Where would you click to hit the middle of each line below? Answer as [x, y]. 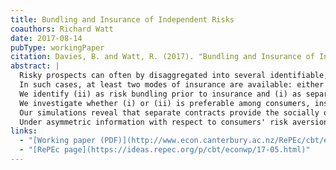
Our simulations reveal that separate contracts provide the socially [169, 112]
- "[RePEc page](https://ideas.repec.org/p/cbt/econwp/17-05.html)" [165, 150]
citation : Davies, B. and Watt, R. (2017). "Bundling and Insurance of [162, 57]
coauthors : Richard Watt [62, 29]
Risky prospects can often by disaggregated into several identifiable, [174, 76]
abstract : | [35, 66]
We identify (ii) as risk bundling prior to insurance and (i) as [160, 94]
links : [24, 131]
